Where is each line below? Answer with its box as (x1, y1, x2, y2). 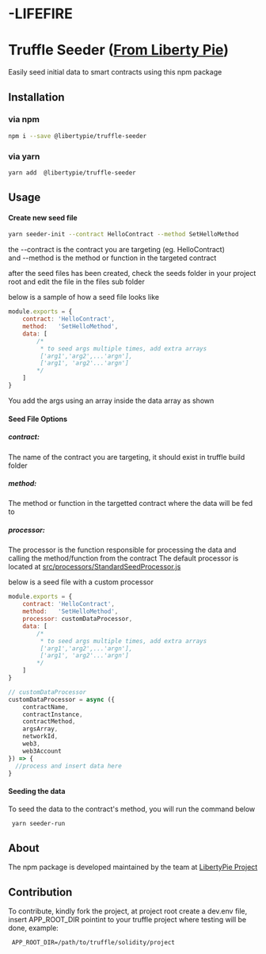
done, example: (8, 923, 59, 933)
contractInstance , (22, 711, 83, 718)
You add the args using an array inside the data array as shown (8, 396, 215, 405)
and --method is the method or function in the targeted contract (8, 253, 217, 262)
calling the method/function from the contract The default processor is (8, 554, 239, 563)
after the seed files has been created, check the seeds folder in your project (8, 269, 256, 278)
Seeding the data (8, 787, 66, 796)
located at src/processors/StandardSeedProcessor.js (8, 562, 181, 572)
